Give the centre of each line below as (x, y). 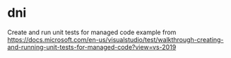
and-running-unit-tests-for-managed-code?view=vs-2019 (92, 47)
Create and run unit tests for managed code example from (92, 32)
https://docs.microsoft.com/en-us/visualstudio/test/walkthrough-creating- (115, 39)
